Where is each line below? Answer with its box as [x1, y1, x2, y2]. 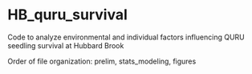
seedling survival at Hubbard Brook [7, 40, 124, 50]
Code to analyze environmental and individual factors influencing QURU [7, 32, 246, 42]
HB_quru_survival [7, 6, 128, 24]
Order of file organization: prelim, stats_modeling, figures [7, 56, 197, 66]
